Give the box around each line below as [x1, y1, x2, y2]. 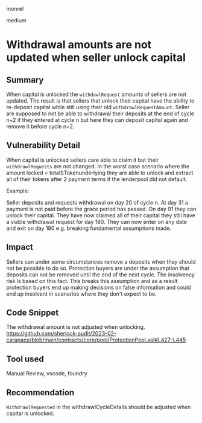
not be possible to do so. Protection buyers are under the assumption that [6, 264, 190, 272]
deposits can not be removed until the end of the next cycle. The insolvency [6, 271, 195, 278]
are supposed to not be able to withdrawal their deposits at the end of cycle [6, 110, 195, 117]
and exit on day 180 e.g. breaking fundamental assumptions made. [6, 224, 172, 232]
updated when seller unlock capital [6, 51, 186, 65]
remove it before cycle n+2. [6, 123, 75, 130]
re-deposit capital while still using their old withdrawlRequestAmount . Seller [6, 104, 190, 110]
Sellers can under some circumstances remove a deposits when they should [6, 258, 196, 265]
